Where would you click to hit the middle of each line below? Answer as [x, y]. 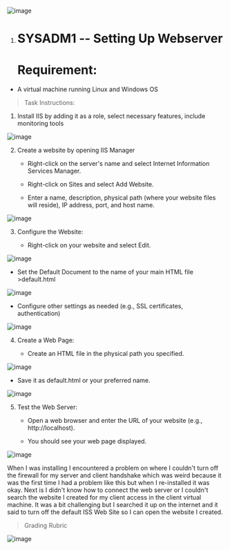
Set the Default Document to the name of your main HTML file [105, 272]
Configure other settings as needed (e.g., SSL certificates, [100, 306]
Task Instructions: [49, 103]
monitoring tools [40, 124]
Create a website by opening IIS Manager [76, 150]
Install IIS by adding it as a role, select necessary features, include [111, 116]
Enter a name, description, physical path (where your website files [122, 198]
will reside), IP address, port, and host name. [91, 205]
